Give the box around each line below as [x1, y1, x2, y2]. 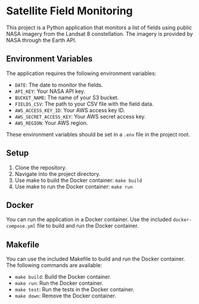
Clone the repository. [14, 164, 67, 171]
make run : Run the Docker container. [14, 280, 104, 287]
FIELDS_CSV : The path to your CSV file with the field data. [14, 100, 154, 107]
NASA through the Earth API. [6, 36, 77, 44]
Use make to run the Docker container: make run [14, 183, 133, 190]
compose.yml [6, 224, 36, 229]
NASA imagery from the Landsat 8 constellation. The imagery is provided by [6, 30, 194, 37]
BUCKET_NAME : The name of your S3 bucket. [14, 94, 119, 101]
